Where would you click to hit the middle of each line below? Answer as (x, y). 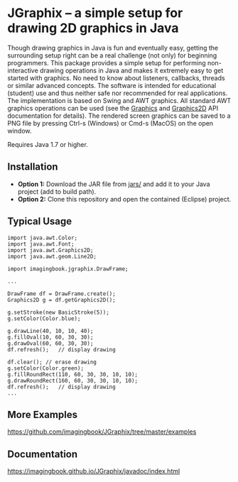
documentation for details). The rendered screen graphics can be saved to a (119, 116)
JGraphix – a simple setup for (95, 13)
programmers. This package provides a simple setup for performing (107, 62)
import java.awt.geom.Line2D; (52, 256)
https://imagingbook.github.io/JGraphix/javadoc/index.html (94, 471)
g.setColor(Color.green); (45, 368)
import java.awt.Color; (43, 238)
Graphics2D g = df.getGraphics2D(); (61, 300)
